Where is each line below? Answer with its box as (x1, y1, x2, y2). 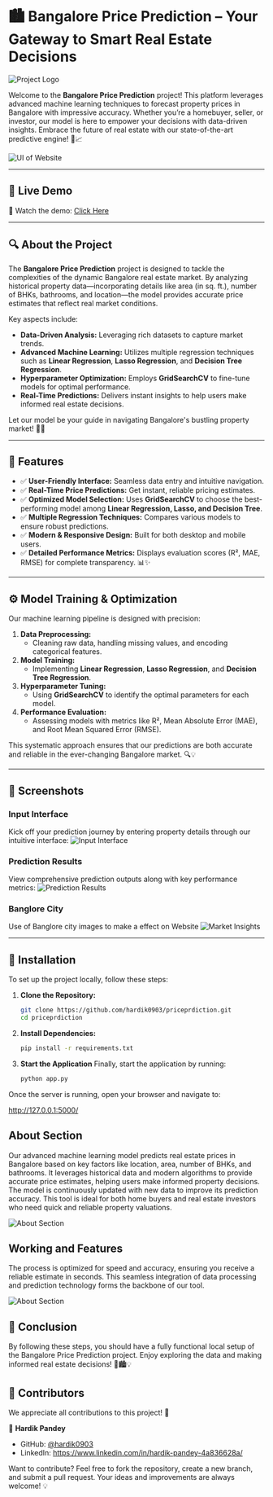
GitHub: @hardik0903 (19, 1439, 93, 1449)
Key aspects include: (8, 314, 79, 323)
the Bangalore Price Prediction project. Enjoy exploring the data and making (8, 1350, 262, 1360)
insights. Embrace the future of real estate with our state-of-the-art (8, 125, 234, 134)
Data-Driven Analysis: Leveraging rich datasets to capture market (19, 330, 244, 340)
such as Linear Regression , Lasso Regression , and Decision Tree (19, 356, 242, 366)
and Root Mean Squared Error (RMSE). (32, 725, 162, 735)
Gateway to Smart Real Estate (8, 30, 213, 49)
